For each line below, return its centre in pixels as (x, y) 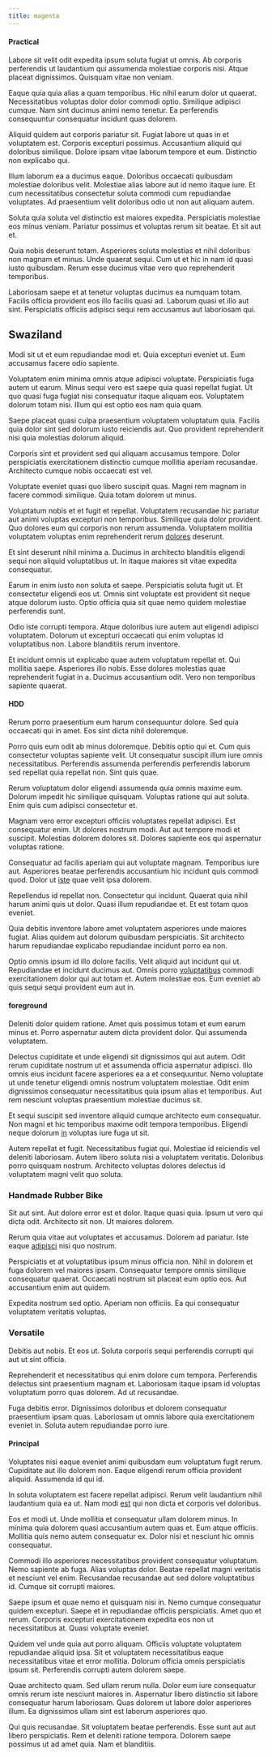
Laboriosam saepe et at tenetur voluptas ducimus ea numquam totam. (125, 292)
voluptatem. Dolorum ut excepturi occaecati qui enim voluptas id (116, 635)
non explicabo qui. (39, 160)
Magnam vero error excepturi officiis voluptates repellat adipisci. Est (122, 821)
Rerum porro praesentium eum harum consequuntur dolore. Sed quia (123, 722)
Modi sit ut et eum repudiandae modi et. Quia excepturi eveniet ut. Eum (127, 354)
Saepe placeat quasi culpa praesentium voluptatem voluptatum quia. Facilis (134, 420)
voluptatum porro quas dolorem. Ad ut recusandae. (94, 1392)
